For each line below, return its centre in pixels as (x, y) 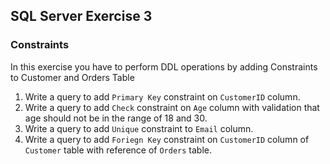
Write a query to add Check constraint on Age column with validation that (172, 107)
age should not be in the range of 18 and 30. (116, 118)
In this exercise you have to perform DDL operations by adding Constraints (164, 66)
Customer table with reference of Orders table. (118, 150)
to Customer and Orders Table (72, 77)
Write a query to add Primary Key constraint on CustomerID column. (162, 96)
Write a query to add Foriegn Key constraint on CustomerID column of (167, 139)
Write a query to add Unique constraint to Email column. (139, 128)
